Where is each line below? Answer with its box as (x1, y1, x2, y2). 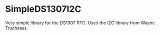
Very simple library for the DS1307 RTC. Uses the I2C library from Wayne (5, 20, 155, 26)
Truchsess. (5, 25, 28, 31)
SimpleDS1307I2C (5, 3, 81, 15)
